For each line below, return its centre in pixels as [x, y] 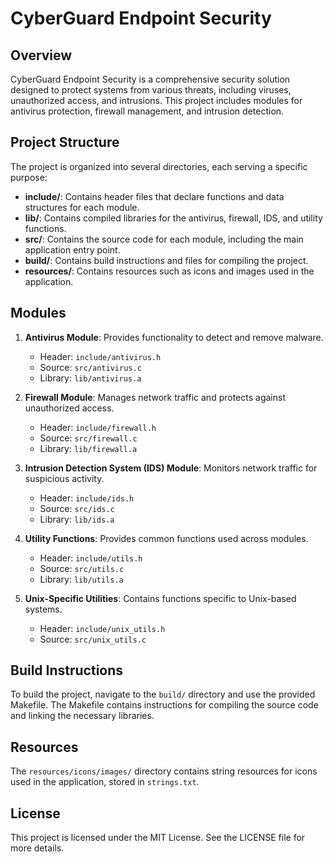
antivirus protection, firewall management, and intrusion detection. [147, 111]
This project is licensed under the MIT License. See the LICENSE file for [158, 838]
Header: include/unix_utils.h [102, 628]
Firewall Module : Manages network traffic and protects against [155, 397]
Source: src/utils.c [82, 568]
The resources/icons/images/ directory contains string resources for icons [164, 771]
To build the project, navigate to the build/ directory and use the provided [163, 694]
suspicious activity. [64, 478]
